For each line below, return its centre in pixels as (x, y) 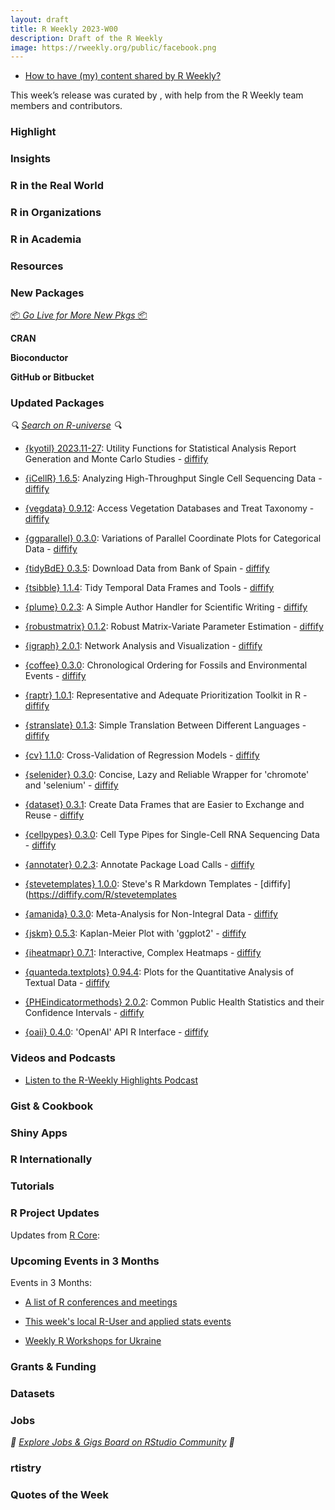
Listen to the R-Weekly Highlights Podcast (111, 1080)
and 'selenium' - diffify (71, 785)
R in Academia (46, 239)
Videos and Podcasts (63, 1058)
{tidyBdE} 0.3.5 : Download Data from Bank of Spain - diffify (147, 568)
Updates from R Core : (55, 1235)
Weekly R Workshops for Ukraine (93, 1340)
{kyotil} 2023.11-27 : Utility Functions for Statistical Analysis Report (160, 448)
